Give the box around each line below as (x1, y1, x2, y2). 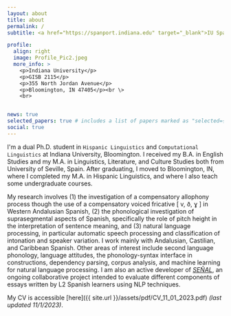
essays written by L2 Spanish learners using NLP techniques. (7, 280, 181, 289)
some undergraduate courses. (7, 179, 93, 188)
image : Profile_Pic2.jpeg (13, 54, 88, 62)
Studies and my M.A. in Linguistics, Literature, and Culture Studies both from (7, 157, 225, 166)
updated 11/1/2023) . (7, 300, 63, 309)
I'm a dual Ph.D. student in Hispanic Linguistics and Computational (7, 142, 199, 151)
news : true (7, 111, 38, 118)
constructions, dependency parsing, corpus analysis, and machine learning (7, 258, 221, 267)
